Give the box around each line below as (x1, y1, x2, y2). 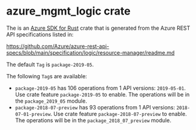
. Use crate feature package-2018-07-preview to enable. (50, 110, 188, 117)
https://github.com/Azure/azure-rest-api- (6, 43, 109, 50)
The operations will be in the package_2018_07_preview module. (15, 117, 171, 124)
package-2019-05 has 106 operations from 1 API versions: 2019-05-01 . (15, 84, 186, 92)
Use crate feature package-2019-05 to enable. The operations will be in (15, 91, 190, 98)
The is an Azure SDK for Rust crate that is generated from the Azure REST (6, 24, 191, 32)
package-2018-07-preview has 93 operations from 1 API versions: (15, 103, 175, 111)
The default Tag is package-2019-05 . (6, 61, 94, 68)
